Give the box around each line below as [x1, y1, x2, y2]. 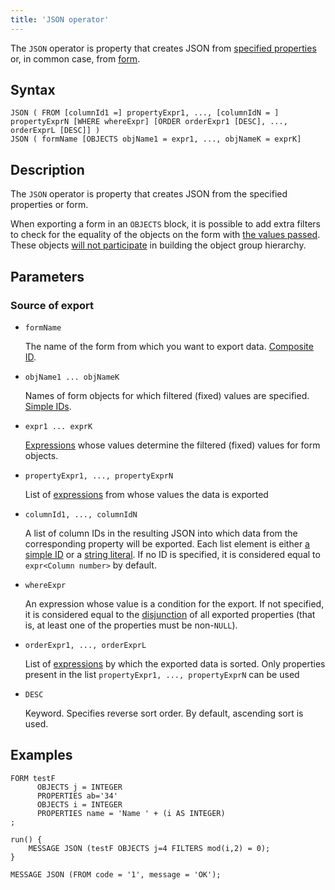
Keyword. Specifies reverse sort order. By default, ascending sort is [24, 707, 304, 719]
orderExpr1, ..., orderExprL [24, 640, 147, 650]
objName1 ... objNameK [24, 372, 120, 382]
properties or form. [10, 199, 89, 211]
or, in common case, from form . [10, 52, 141, 65]
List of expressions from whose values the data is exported [24, 488, 269, 500]
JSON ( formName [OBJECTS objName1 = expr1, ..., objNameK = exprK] [10, 134, 302, 145]
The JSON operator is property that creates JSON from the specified [10, 188, 288, 200]
